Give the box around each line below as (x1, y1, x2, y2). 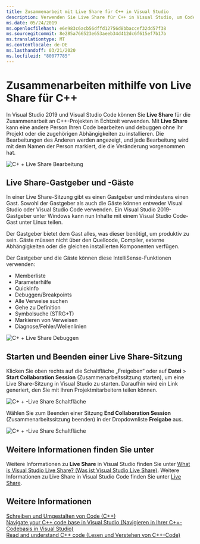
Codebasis (6, 525, 33, 532)
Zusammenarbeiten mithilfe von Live (6, 79, 192, 92)
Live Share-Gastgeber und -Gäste (6, 177, 134, 187)
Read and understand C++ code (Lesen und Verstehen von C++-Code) (6, 531, 180, 539)
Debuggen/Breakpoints (14, 291, 73, 298)
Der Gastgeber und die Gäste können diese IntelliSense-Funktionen (6, 254, 171, 262)
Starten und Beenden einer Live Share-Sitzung (6, 352, 183, 362)
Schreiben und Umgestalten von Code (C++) (6, 512, 116, 520)
